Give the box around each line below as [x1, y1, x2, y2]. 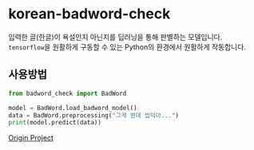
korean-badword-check [8, 5, 171, 23]
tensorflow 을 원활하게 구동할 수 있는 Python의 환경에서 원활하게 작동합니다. [8, 41, 246, 52]
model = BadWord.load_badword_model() [8, 104, 137, 112]
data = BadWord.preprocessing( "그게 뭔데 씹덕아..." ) [8, 111, 180, 120]
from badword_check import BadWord [8, 89, 127, 97]
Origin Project [8, 133, 54, 143]
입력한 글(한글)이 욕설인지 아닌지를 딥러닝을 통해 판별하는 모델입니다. [8, 32, 223, 41]
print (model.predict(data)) [8, 119, 102, 127]
